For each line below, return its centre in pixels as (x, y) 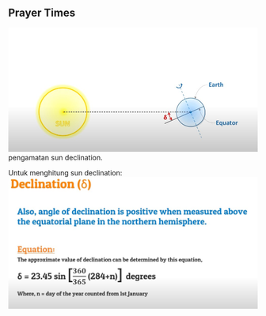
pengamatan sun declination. (55, 157)
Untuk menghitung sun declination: (65, 172)
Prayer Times (42, 13)
